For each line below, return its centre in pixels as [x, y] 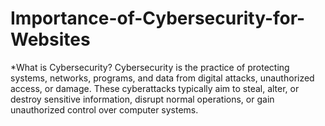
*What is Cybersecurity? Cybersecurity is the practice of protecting [150, 67]
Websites [50, 39]
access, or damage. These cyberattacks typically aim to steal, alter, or [155, 88]
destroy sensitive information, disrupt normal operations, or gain [142, 99]
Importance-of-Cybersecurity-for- [158, 18]
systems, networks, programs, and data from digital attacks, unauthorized [162, 78]
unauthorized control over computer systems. [104, 109]
